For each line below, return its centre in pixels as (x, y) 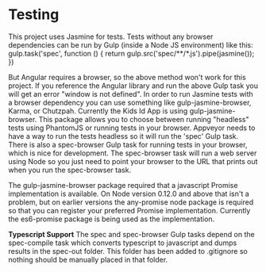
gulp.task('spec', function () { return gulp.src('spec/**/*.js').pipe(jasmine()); (131, 53)
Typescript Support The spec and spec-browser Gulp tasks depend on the (132, 234)
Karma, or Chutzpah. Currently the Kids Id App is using (98, 111)
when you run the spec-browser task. (70, 170)
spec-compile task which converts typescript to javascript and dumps (123, 243)
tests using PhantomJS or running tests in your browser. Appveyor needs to (132, 128)
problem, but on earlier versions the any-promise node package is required (131, 202)
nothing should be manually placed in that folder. (88, 259)
